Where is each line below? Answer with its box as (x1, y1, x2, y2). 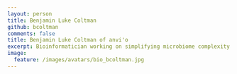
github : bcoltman (7, 23, 59, 30)
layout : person (7, 10, 53, 18)
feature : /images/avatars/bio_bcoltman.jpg (13, 56, 144, 63)
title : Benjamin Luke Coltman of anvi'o (7, 37, 129, 44)
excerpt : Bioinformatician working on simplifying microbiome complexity (7, 43, 231, 50)
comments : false (7, 30, 55, 37)
